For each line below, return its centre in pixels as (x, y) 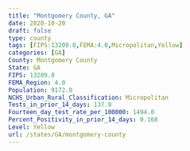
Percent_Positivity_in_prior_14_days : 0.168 (83, 120)
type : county (30, 38)
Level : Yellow (32, 127)
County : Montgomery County (53, 61)
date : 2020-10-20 (37, 23)
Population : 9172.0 (41, 90)
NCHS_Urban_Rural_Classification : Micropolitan (89, 97)
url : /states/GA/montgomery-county (67, 134)
